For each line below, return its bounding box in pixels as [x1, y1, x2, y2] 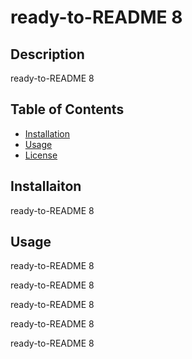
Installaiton [10, 178, 82, 195]
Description [10, 46, 85, 63]
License [24, 149, 58, 161]
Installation [24, 127, 71, 140]
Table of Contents [10, 101, 125, 118]
